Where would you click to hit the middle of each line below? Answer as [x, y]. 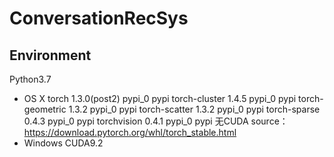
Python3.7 [30, 79]
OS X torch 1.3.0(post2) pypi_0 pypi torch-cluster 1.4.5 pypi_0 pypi [160, 98]
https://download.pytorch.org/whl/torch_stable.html [130, 132]
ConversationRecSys [99, 18]
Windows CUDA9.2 [63, 143]
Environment [50, 55]
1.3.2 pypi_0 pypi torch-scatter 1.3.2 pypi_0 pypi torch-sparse [194, 109]
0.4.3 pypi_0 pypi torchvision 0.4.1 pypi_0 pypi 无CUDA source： [156, 121]
